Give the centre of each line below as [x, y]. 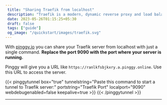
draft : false [21, 24]
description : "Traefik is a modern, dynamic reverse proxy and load [80, 14]
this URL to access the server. [36, 72]
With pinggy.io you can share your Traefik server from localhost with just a [82, 47]
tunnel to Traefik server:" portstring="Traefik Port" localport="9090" [75, 87]
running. [14, 57]
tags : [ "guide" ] [24, 28]
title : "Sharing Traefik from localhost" [51, 10]
